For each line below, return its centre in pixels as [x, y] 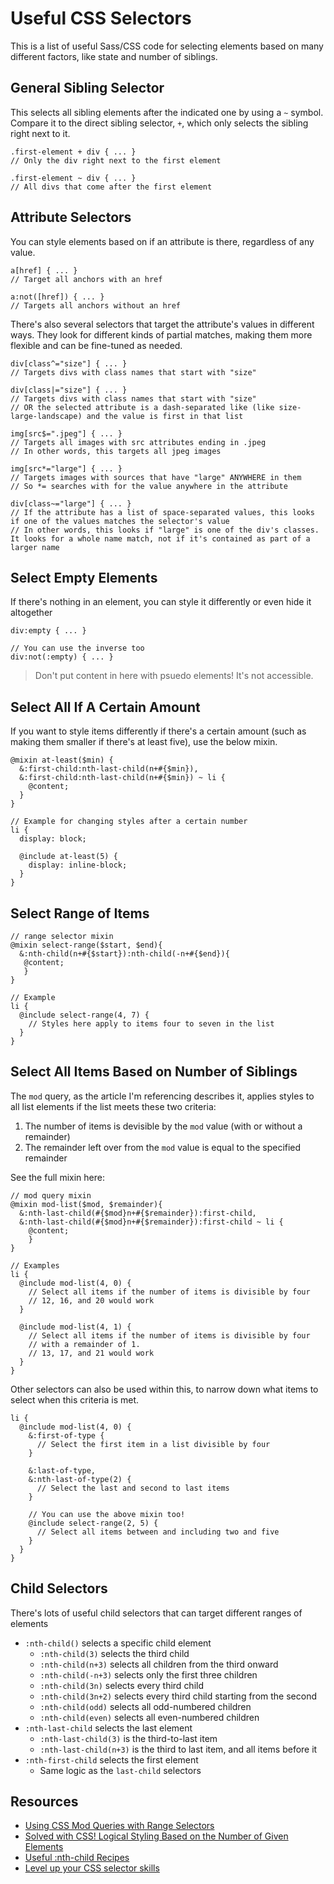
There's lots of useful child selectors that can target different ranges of [156, 1613]
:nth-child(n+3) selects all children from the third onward [159, 1664]
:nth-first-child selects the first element [111, 1759]
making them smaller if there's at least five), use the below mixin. [144, 742]
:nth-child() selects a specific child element [118, 1643]
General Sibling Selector [87, 88]
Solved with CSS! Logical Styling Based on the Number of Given [156, 1836]
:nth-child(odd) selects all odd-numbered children [145, 1706]
